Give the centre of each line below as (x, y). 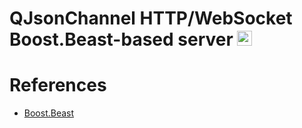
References (58, 85)
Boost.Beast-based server (121, 39)
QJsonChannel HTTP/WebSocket (151, 18)
